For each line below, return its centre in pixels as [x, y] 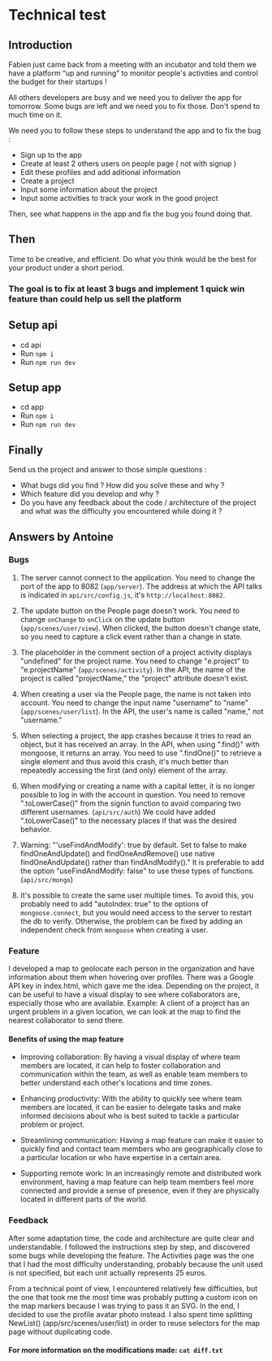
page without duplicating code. [60, 1332]
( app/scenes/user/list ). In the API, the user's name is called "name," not [142, 711]
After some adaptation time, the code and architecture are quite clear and [131, 1238]
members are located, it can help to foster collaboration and [120, 1066]
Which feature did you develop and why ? [90, 494]
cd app [32, 407]
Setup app [35, 387]
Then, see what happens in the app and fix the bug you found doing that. [131, 214]
